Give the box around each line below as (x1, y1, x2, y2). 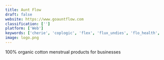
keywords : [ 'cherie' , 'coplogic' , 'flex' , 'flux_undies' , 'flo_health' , (5, 30, 160, 35)
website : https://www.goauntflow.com (5, 16, 84, 21)
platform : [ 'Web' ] (5, 26, 43, 31)
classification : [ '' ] (5, 21, 50, 26)
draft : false (5, 12, 32, 17)
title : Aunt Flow (5, 7, 41, 12)
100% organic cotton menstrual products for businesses (5, 48, 121, 55)
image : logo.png (5, 35, 39, 40)
